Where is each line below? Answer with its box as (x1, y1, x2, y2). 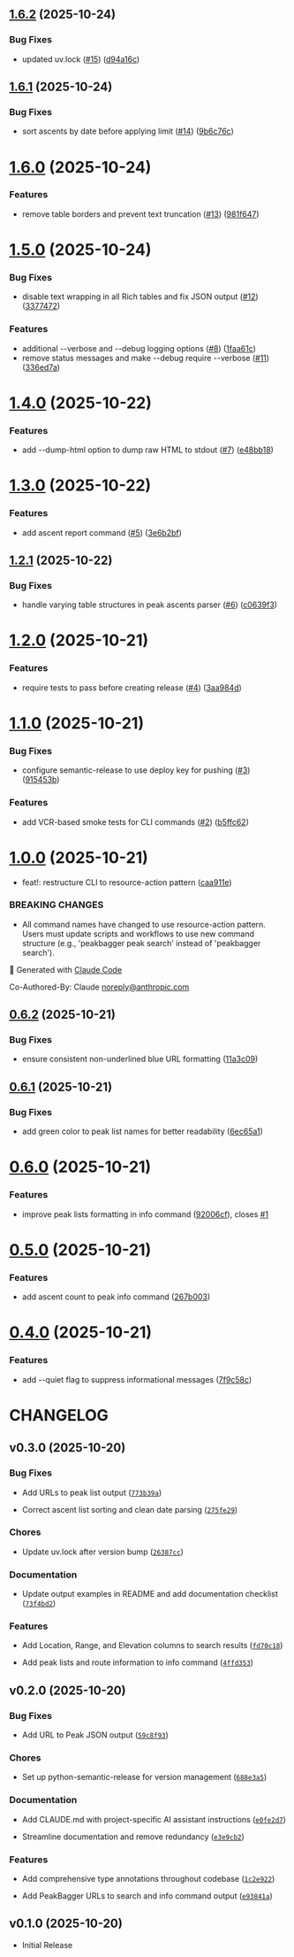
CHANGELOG (9, 1405, 109, 1425)
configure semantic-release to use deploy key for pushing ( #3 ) (21, 765, 251, 775)
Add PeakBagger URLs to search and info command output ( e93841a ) (21, 1890, 273, 1901)
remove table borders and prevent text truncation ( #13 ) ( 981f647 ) (21, 208, 260, 220)
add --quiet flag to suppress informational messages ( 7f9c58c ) (21, 1374, 253, 1384)
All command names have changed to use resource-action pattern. (21, 919, 267, 929)
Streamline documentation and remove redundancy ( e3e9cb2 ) (21, 1831, 245, 1842)
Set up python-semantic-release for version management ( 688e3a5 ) (21, 1772, 268, 1783)
